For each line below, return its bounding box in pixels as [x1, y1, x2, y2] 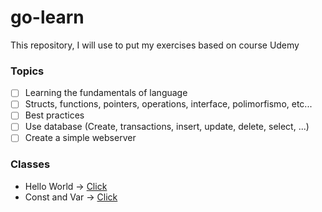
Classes [10, 157, 51, 171]
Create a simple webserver [24, 132, 137, 144]
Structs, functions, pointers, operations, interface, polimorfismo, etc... [24, 98, 313, 110]
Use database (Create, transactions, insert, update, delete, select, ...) [24, 121, 310, 133]
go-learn [10, 6, 85, 29]
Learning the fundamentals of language [24, 87, 188, 99]
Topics [10, 64, 45, 78]
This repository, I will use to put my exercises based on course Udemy [10, 39, 300, 51]
